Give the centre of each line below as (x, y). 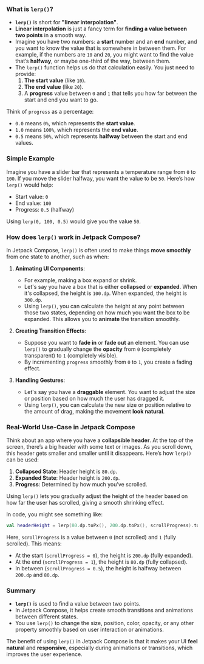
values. (24, 143)
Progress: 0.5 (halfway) (45, 209)
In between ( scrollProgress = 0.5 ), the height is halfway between (98, 569)
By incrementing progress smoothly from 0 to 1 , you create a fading (108, 362)
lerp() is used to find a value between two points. (78, 604)
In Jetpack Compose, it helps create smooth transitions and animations (104, 610)
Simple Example (30, 159)
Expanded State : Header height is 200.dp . (67, 478)
